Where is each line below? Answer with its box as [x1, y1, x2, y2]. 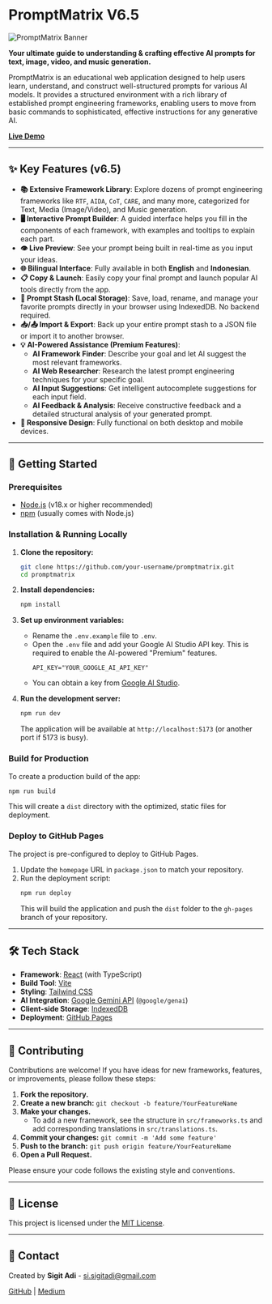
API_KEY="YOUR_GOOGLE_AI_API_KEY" [32, 664, 149, 672]
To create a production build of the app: [8, 771, 141, 781]
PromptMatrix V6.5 [8, 6, 140, 24]
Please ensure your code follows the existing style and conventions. [8, 1166, 236, 1175]
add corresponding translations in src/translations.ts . [32, 1124, 219, 1134]
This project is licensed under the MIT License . [8, 1218, 165, 1228]
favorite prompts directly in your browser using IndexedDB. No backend [19, 301, 260, 311]
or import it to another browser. [19, 330, 125, 341]
